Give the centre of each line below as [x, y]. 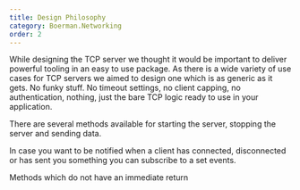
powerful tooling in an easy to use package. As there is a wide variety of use [150, 69]
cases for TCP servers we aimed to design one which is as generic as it [141, 78]
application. [31, 107]
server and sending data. [56, 134]
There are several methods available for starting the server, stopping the [142, 124]
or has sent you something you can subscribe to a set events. [123, 161]
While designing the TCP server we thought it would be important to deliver [148, 60]
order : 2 [26, 34]
